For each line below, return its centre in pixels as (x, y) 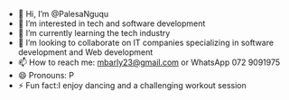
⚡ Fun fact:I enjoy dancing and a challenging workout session (132, 85)
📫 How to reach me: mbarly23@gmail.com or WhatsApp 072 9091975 (149, 62)
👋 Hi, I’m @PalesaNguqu (63, 14)
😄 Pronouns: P (46, 75)
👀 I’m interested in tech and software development (112, 23)
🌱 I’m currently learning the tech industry (94, 33)
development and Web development (85, 52)
